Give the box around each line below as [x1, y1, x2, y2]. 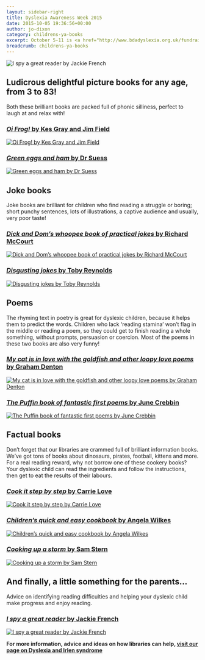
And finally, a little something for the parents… [6, 577, 188, 587]
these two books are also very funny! [6, 339, 99, 347]
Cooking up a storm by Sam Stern [6, 545, 108, 553]
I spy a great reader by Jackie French [6, 614, 119, 623]
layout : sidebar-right [6, 9, 64, 15]
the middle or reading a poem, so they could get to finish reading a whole [6, 327, 191, 334]
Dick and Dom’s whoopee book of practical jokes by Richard [6, 230, 189, 238]
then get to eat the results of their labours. [6, 472, 113, 479]
